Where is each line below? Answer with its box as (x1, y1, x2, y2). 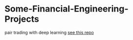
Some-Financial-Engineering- (4, 3, 129, 14)
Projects (4, 13, 40, 25)
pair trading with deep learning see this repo (4, 29, 94, 35)
